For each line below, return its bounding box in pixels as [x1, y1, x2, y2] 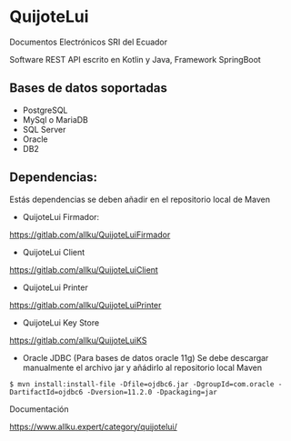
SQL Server [22, 124, 66, 135]
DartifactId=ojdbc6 [9, 387, 84, 396]
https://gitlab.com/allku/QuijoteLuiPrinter [9, 299, 162, 310]
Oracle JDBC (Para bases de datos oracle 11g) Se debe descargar [22, 352, 269, 363]
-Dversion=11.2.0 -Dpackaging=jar [86, 387, 218, 396]
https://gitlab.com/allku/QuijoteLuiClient [9, 264, 159, 275]
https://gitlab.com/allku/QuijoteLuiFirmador [9, 229, 171, 240]
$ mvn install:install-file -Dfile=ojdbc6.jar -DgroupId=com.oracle [9, 379, 275, 388]
